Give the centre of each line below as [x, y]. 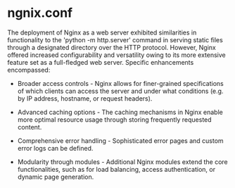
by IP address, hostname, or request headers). [85, 98]
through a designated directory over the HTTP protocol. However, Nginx [112, 47]
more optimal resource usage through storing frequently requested [115, 119]
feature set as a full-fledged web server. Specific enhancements [101, 62]
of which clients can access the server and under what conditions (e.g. [120, 91]
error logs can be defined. [55, 148]
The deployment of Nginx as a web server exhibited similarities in [102, 32]
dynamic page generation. [56, 177]
